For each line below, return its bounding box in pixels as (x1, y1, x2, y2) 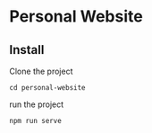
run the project (9, 99, 64, 110)
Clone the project (9, 66, 73, 76)
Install (9, 42, 45, 58)
